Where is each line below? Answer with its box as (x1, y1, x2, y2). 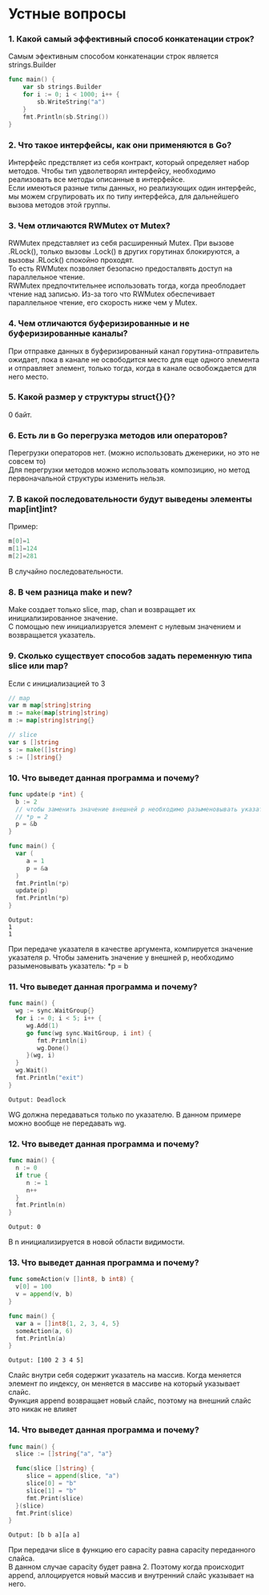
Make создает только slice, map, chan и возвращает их (8, 605, 196, 614)
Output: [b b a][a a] (8, 1531, 81, 1539)
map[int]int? (8, 504, 58, 515)
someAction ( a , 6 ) (15, 1327, 74, 1335)
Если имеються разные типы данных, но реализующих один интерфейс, (8, 183, 257, 192)
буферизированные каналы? (8, 328, 128, 339)
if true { (15, 1171, 48, 1179)
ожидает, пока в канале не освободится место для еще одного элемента (8, 354, 260, 365)
